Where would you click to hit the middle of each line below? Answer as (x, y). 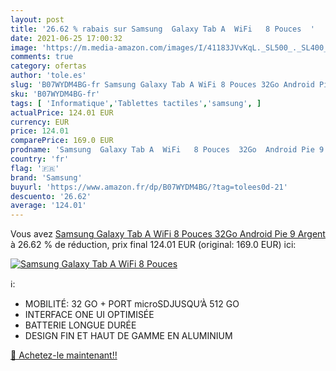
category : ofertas (48, 66)
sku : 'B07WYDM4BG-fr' (55, 94)
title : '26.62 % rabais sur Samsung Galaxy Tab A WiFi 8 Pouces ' (162, 29)
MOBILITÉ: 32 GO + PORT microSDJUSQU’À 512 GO (132, 304)
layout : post (37, 19)
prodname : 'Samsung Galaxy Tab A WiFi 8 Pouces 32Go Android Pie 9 (167, 150)
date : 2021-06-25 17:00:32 (66, 38)
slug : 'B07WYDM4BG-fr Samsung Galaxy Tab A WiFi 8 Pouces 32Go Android (162, 85)
